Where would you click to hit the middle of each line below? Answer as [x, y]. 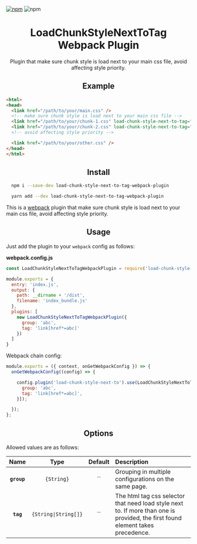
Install [98, 172]
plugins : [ [25, 312]
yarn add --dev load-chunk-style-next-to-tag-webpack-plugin [88, 197]
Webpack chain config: [34, 356]
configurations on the [145, 479]
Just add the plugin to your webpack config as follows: [70, 246]
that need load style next [149, 503]
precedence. [133, 532]
